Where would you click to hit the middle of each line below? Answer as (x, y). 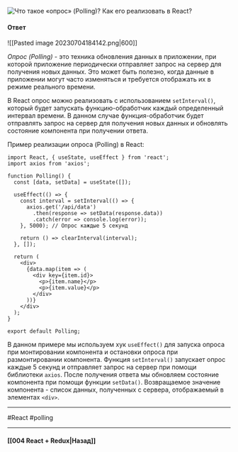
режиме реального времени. (51, 87)
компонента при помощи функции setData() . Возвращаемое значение (114, 382)
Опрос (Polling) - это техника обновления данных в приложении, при (112, 57)
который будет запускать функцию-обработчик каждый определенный (115, 108)
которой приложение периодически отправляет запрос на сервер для (114, 65)
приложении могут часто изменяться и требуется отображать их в (109, 79)
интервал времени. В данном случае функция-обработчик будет (106, 116)
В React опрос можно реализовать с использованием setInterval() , (112, 101)
